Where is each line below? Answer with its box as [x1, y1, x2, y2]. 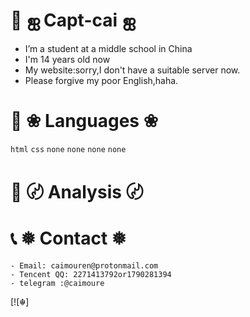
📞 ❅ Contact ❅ [10, 227, 127, 250]
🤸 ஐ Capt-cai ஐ [10, 9, 136, 32]
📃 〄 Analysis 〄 [10, 181, 144, 204]
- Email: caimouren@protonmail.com [10, 261, 159, 271]
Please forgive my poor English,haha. [24, 74, 179, 86]
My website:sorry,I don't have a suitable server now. [24, 64, 241, 76]
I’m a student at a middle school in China [24, 42, 193, 54]
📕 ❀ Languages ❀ [10, 110, 159, 133]
